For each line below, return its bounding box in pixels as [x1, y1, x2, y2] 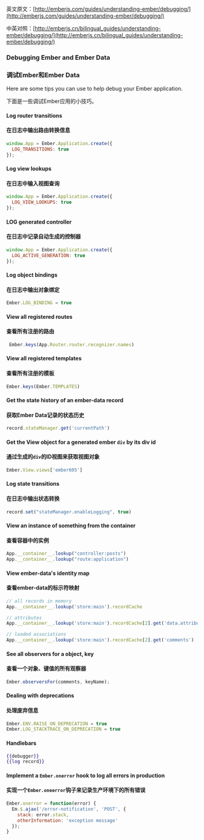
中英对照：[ [6, 25, 35, 32]
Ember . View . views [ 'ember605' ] [6, 467, 83, 473]
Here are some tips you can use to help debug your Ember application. [6, 85, 183, 93]
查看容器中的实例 [6, 536, 49, 544]
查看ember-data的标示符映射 [6, 584, 80, 591]
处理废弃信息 [6, 707, 38, 714]
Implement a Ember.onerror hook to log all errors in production [6, 772, 165, 779]
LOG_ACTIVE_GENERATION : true [12, 252, 86, 258]
